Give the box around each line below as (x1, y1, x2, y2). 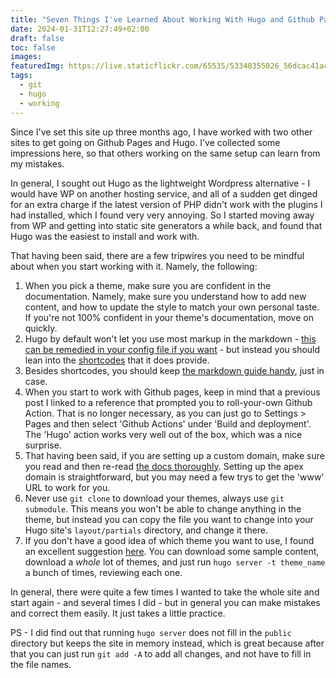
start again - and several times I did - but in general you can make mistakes (10, 596, 321, 608)
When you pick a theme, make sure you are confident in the (24, 279, 272, 291)
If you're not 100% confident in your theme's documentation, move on (24, 311, 314, 323)
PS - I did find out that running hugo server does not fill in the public (10, 626, 292, 638)
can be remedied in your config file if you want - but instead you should (24, 343, 321, 355)
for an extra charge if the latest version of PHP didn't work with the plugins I (10, 198, 323, 210)
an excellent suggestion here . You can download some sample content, (24, 545, 320, 557)
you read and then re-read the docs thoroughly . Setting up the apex (24, 460, 304, 472)
